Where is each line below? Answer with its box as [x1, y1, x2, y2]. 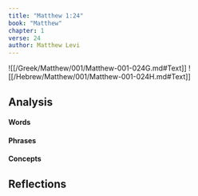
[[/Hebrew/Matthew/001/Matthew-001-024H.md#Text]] [8, 72, 191, 82]
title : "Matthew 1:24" [8, 11, 84, 20]
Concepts [8, 154, 42, 164]
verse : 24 [8, 34, 42, 42]
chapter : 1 [8, 26, 45, 34]
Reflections [8, 177, 67, 190]
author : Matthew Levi [8, 42, 81, 50]
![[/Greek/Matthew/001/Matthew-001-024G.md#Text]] [8, 63, 188, 73]
